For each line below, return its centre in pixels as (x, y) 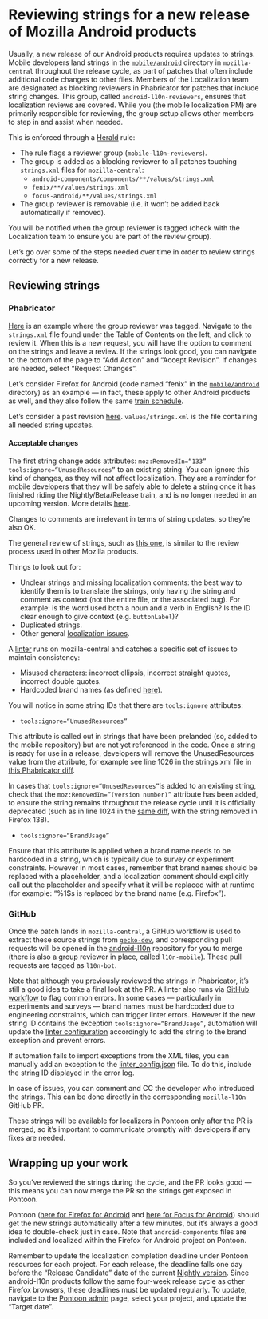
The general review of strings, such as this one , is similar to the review (124, 542)
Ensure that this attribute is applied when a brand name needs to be (120, 850)
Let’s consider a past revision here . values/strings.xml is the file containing (133, 416)
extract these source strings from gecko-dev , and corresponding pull (120, 940)
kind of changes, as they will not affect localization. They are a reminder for (132, 478)
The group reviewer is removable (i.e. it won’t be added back (120, 204)
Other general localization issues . (75, 633)
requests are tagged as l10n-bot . (63, 965)
